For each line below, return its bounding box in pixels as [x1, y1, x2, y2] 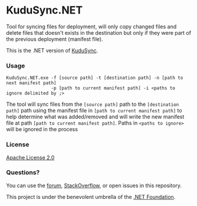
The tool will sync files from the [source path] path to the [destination [6, 101, 179, 108]
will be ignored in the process [6, 126, 78, 133]
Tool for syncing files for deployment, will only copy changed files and [6, 23, 177, 30]
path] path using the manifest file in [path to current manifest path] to [6, 107, 182, 114]
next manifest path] [6, 80, 57, 86]
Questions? [6, 168, 40, 177]
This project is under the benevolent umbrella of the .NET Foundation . [6, 193, 176, 200]
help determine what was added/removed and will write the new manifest [6, 113, 185, 121]
